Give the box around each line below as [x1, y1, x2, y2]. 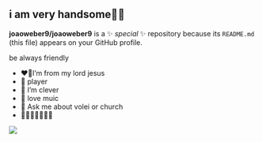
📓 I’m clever [20, 84, 59, 95]
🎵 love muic [20, 93, 59, 103]
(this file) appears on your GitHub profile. [9, 37, 143, 47]
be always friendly [9, 53, 70, 62]
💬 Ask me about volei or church [20, 102, 123, 111]
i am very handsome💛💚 [9, 8, 125, 21]
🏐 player [20, 77, 48, 86]
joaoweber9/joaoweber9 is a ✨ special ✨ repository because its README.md [9, 28, 255, 38]
